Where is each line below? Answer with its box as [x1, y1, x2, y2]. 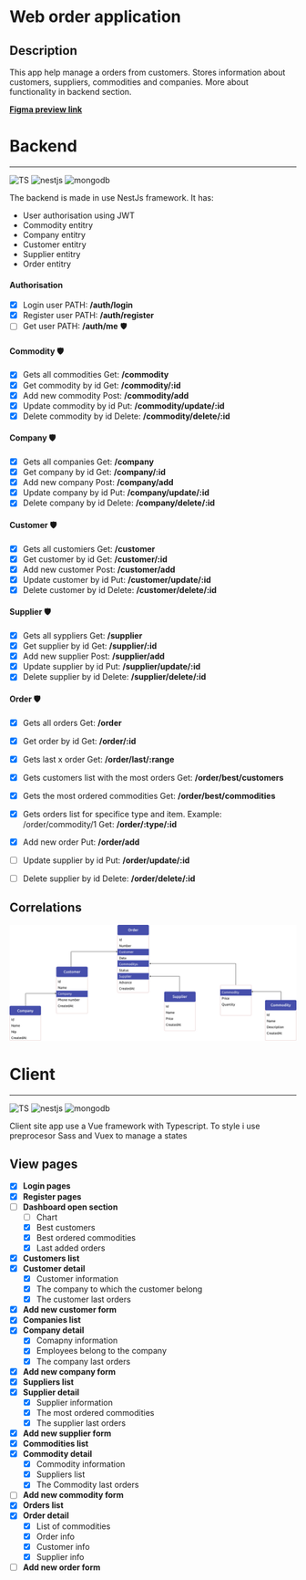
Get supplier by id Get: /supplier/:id [22, 640, 158, 651]
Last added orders [36, 1242, 106, 1253]
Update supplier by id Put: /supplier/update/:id [22, 661, 201, 672]
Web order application [9, 6, 182, 27]
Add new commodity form [22, 1490, 125, 1501]
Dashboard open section [22, 1201, 118, 1212]
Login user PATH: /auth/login [22, 299, 134, 311]
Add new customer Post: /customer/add [22, 564, 176, 575]
